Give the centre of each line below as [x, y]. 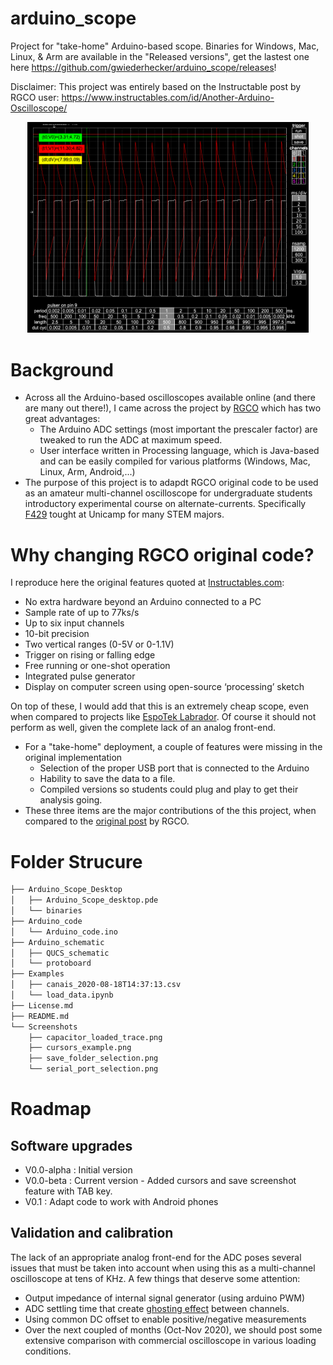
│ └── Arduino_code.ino [64, 932]
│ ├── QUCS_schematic [60, 953]
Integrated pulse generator [80, 676]
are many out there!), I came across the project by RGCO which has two [173, 408]
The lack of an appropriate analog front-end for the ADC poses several [156, 1257]
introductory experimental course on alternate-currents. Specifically [165, 504]
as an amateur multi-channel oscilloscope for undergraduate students [168, 493]
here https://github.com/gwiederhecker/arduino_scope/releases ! [143, 67]
